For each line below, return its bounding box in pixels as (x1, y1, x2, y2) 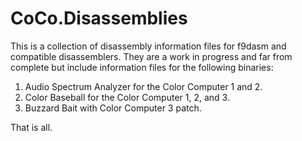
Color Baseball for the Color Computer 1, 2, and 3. (24, 91, 230, 103)
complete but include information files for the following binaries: (10, 61, 274, 73)
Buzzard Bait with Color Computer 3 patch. (24, 102, 202, 114)
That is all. (10, 121, 53, 133)
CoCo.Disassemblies (10, 7, 188, 30)
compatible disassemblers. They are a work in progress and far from (10, 50, 293, 62)
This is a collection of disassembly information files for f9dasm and (10, 40, 287, 52)
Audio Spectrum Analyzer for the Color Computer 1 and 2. (24, 80, 263, 92)
